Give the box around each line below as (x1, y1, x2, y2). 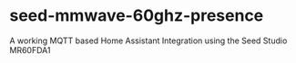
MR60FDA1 (9, 44, 51, 55)
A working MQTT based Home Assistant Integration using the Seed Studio (9, 35, 288, 46)
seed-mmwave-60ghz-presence (9, 5, 264, 26)
